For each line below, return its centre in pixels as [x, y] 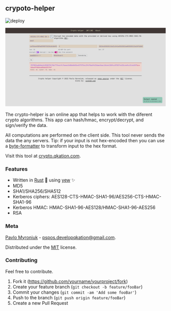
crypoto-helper [30, 8]
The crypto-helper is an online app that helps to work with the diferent [79, 114]
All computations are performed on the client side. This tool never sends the [85, 135]
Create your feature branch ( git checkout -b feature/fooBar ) [78, 287]
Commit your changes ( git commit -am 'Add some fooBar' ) [75, 292]
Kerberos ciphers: [31, 197]
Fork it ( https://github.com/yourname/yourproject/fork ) [70, 281]
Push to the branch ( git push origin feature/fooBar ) [69, 297]
